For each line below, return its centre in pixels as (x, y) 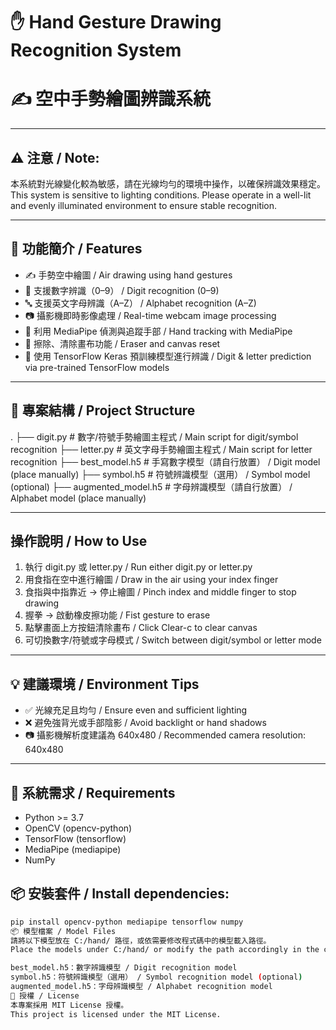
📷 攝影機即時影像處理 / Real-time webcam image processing (150, 315)
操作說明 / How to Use (79, 540)
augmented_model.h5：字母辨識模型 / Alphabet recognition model (141, 987)
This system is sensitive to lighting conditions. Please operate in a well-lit (161, 195)
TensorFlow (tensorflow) (75, 838)
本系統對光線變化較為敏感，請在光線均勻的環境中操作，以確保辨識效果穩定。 (168, 183)
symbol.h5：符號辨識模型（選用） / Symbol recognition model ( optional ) (156, 977)
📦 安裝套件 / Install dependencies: (120, 894)
